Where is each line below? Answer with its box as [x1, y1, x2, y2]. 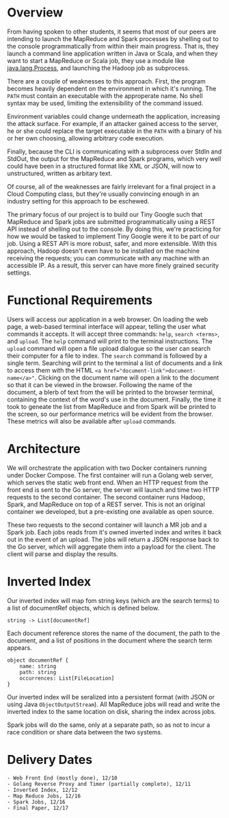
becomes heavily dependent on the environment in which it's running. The [7, 84, 217, 92]
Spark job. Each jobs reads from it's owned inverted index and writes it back [7, 528, 222, 536]
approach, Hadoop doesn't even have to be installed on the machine [7, 247, 200, 255]
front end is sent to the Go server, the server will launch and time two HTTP [7, 485, 220, 494]
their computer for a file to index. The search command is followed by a [7, 351, 208, 360]
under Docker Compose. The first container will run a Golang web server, [7, 471, 213, 479]
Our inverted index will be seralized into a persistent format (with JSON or [7, 693, 215, 701]
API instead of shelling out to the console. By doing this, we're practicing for [7, 225, 221, 233]
